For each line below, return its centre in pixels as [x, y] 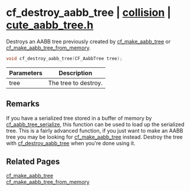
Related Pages [33, 162]
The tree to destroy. [76, 83]
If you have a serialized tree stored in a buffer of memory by [79, 118]
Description [76, 73]
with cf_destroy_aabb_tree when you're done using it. [71, 143]
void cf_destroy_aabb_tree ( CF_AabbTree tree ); [64, 58]
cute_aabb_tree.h [50, 25]
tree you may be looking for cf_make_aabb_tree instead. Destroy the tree [94, 137]
